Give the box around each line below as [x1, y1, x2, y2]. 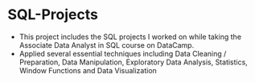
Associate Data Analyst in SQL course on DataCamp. [19, 40, 195, 49]
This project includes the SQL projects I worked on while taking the [19, 32, 242, 41]
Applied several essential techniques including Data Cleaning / [19, 49, 227, 58]
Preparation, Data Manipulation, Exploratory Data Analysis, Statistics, [19, 57, 249, 67]
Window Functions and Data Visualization [19, 65, 158, 75]
